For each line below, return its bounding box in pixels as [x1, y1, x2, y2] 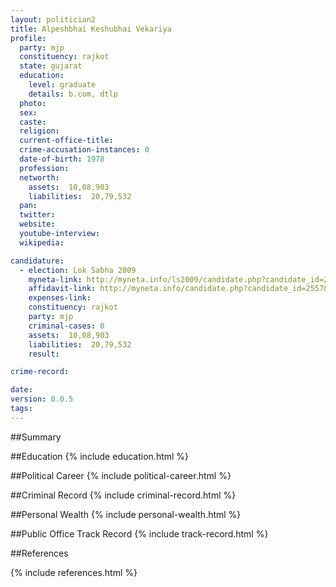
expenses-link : [28, 293, 92, 303]
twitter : [19, 210, 56, 220]
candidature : [10, 256, 65, 266]
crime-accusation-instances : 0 [19, 145, 150, 155]
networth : [19, 172, 60, 183]
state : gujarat [19, 61, 83, 71]
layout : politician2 [10, 14, 97, 25]
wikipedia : [19, 237, 65, 248]
